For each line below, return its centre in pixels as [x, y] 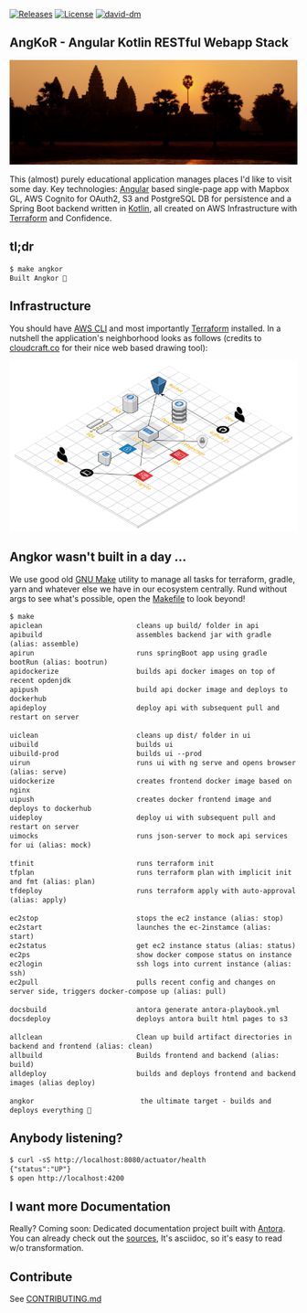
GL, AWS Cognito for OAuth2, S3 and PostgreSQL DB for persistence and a [151, 198]
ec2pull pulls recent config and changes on [143, 982]
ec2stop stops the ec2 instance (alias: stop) [147, 918]
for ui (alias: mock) [51, 845]
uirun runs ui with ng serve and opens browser [153, 763]
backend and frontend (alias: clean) [81, 1046]
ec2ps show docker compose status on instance [151, 955]
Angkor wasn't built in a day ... [98, 557]
